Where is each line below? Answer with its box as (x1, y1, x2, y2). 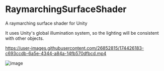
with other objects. (5, 35, 44, 41)
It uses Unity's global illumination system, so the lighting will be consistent (5, 30, 159, 36)
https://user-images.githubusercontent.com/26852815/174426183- (5, 45, 144, 51)
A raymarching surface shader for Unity (5, 20, 88, 26)
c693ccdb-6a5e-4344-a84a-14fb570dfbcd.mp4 (5, 50, 107, 56)
